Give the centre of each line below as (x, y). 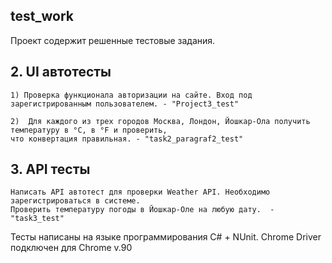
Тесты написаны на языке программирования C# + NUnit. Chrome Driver (166, 237)
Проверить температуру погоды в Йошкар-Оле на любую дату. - (142, 210)
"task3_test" (37, 219)
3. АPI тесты (50, 169)
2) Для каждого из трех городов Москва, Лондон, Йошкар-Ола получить (160, 121)
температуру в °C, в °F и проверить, (89, 130)
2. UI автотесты (61, 72)
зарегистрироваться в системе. (75, 201)
